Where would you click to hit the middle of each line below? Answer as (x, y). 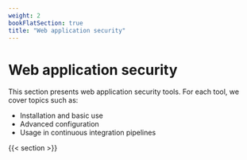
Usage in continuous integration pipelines (88, 133)
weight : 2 (25, 16)
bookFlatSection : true (46, 23)
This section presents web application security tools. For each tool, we (124, 92)
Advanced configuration (59, 124)
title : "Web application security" (67, 30)
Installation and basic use (61, 115)
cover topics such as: (43, 100)
